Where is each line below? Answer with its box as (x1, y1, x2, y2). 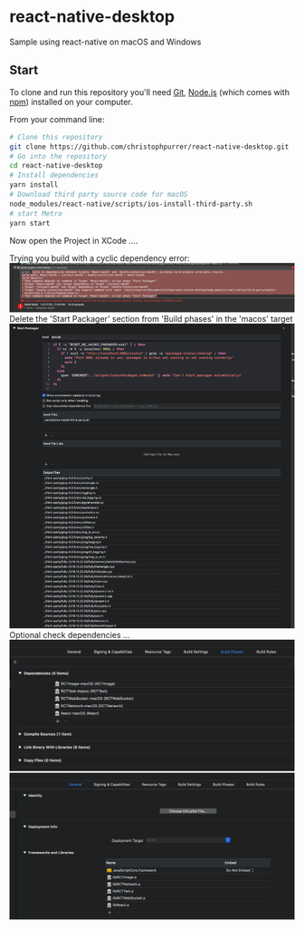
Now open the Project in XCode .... (9, 235, 138, 246)
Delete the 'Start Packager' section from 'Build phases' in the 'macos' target (9, 314, 293, 324)
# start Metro (9, 208, 63, 218)
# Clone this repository (9, 132, 103, 141)
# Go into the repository (9, 151, 107, 160)
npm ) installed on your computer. (9, 96, 133, 107)
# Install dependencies (9, 170, 100, 180)
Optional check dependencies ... (9, 630, 130, 641)
